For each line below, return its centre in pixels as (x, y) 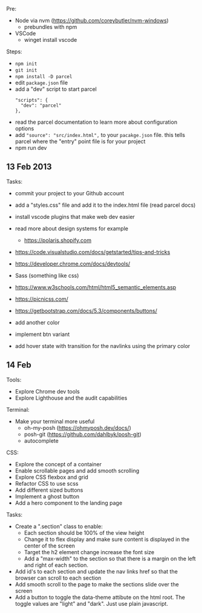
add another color (37, 322)
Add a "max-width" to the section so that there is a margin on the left (110, 558)
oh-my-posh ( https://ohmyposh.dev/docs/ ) (78, 427)
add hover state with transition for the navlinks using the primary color (103, 346)
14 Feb (19, 365)
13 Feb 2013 (29, 167)
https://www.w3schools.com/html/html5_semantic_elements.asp (96, 287)
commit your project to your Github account (70, 193)
